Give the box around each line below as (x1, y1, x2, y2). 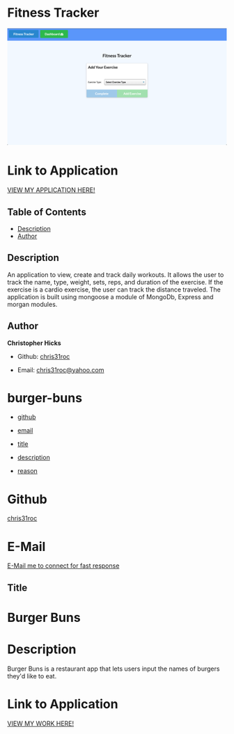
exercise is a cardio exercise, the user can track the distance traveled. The (7, 285, 221, 294)
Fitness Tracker (7, 5, 100, 21)
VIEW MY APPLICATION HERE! (7, 186, 95, 194)
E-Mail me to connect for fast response (7, 561, 120, 570)
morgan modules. (7, 300, 58, 308)
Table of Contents (7, 206, 87, 218)
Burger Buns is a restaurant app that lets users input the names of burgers (7, 664, 220, 673)
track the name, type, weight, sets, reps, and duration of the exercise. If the (7, 278, 224, 286)
